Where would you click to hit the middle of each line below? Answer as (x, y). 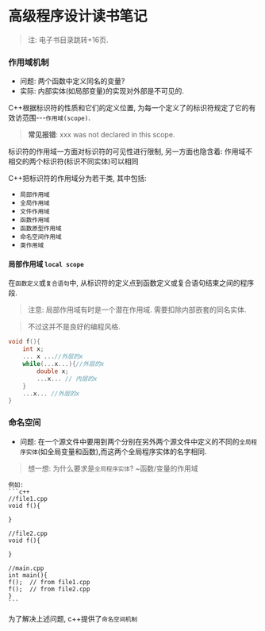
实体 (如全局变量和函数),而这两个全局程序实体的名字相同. (116, 451)
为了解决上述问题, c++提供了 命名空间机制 (73, 618)
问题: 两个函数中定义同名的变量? (72, 81)
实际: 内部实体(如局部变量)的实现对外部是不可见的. (102, 91)
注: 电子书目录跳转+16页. (68, 40)
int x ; (33, 349)
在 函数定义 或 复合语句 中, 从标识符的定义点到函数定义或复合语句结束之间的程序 (131, 283)
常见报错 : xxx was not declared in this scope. (101, 135)
